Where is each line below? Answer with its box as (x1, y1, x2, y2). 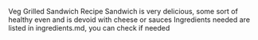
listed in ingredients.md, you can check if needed (8, 24, 170, 32)
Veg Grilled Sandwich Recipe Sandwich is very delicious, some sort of (8, 7, 239, 16)
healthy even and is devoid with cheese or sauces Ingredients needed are (8, 15, 251, 24)
